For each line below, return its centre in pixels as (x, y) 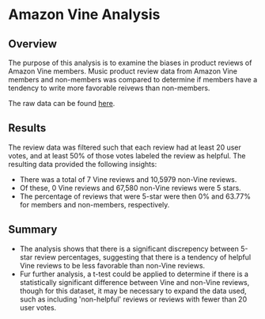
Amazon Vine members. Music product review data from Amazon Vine (123, 71)
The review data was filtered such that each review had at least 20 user (125, 147)
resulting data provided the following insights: (83, 164)
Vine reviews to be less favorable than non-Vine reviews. (112, 265)
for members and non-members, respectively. (95, 204)
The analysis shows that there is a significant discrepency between (129, 249)
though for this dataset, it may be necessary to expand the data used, (133, 291)
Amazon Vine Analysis (84, 15)
